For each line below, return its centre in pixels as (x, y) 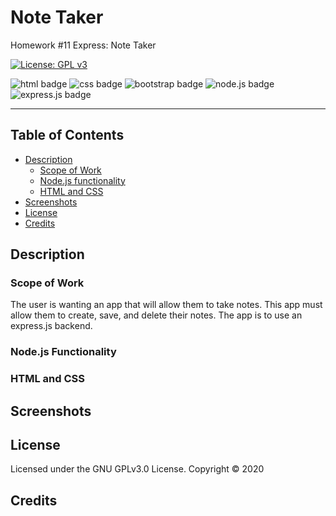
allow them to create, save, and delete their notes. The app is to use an (156, 315)
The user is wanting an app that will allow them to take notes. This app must (166, 305)
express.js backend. (51, 326)
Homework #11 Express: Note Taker (83, 45)
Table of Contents (67, 135)
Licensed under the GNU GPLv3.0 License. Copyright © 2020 (137, 469)
